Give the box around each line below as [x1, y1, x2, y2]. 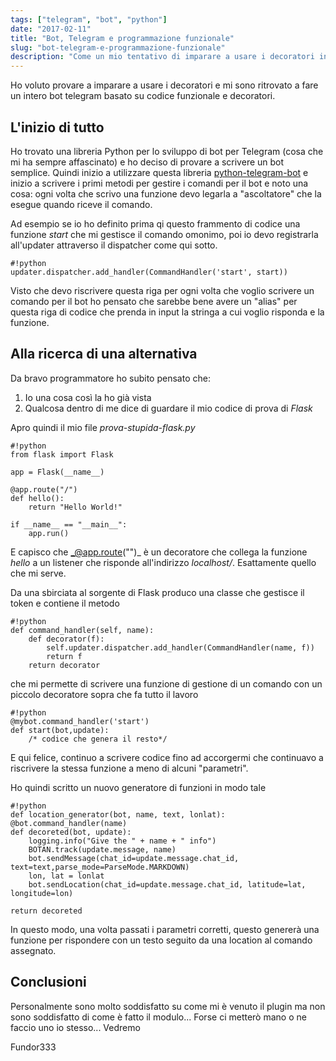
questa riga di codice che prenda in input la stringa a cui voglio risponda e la [10, 306, 325, 318]
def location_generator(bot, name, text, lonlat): [10, 809, 226, 820]
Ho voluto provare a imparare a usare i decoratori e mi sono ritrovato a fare [10, 79, 319, 91]
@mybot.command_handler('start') [10, 716, 150, 726]
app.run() [28, 528, 70, 538]
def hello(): [10, 493, 65, 503]
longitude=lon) [10, 888, 74, 898]
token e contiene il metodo [10, 597, 120, 609]
